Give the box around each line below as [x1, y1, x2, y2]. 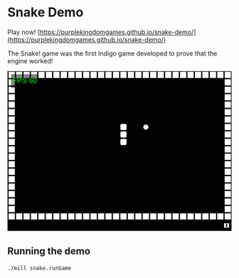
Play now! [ [7, 28, 41, 36]
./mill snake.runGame [7, 264, 72, 272]
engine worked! [7, 56, 53, 65]
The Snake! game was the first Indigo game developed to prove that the [7, 49, 218, 58]
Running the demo [7, 245, 91, 257]
